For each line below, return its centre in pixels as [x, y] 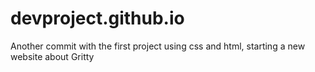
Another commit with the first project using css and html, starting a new [158, 46]
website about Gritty [52, 56]
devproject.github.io [97, 18]
